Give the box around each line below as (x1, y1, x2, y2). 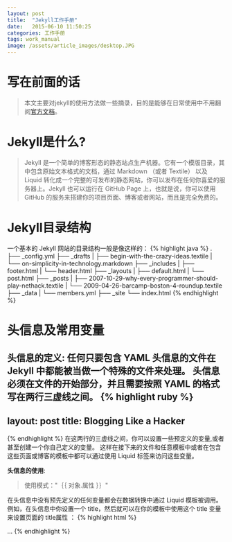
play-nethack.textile (7, 281, 64, 290)
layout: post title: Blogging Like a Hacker (7, 415, 186, 427)
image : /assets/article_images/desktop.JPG (7, 42, 135, 49)
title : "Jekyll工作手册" (7, 17, 78, 24)
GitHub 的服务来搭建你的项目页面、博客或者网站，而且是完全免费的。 (24, 193, 222, 201)
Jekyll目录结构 (7, 220, 91, 236)
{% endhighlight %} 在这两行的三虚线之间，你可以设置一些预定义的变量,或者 (7, 435, 225, 443)
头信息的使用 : (7, 466, 46, 475)
